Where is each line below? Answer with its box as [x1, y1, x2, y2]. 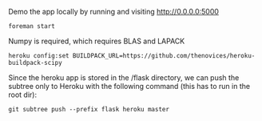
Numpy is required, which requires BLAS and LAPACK [8, 36, 185, 46]
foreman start [8, 22, 56, 30]
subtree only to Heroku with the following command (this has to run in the [8, 82, 250, 91]
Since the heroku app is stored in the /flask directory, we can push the [8, 73, 240, 83]
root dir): [8, 90, 38, 99]
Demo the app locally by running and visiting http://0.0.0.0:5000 [8, 7, 220, 16]
